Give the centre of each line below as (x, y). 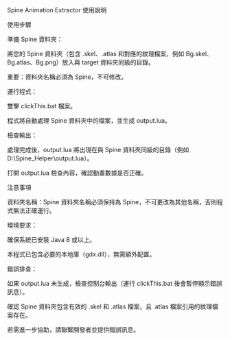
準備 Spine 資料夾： (35, 39)
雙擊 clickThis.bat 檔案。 (42, 106)
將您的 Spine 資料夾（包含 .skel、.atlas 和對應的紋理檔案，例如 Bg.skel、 (110, 54)
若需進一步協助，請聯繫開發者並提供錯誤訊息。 (73, 330)
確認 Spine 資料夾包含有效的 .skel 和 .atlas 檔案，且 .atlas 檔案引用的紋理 (110, 306)
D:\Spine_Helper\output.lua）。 (50, 158)
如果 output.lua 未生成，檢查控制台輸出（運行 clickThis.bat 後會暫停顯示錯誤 (115, 283)
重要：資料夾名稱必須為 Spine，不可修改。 (67, 77)
